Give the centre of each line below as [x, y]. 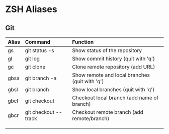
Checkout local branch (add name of [115, 98]
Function [83, 42]
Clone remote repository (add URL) [114, 67]
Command [38, 42]
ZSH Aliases [31, 9]
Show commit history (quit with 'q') [113, 59]
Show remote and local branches [111, 75]
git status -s [39, 50]
